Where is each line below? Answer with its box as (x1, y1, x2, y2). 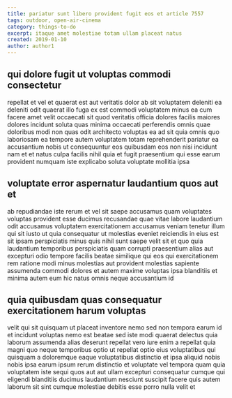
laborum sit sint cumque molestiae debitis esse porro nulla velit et (7, 383, 196, 391)
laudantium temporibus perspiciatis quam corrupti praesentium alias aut (7, 244, 214, 252)
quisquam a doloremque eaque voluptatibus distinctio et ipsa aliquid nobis (7, 353, 221, 362)
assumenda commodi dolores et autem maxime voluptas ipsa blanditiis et (7, 266, 218, 274)
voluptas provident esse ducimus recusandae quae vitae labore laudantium (7, 214, 223, 223)
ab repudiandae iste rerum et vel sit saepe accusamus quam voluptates (7, 207, 212, 215)
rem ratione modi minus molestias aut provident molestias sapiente (7, 259, 200, 267)
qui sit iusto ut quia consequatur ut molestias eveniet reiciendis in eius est (7, 229, 219, 237)
